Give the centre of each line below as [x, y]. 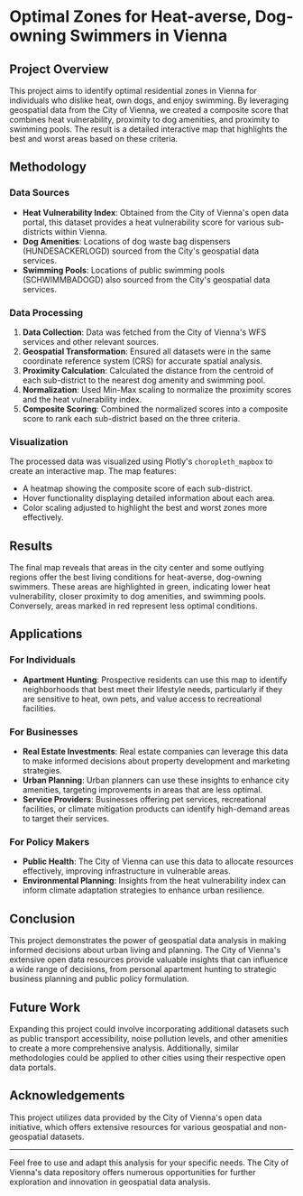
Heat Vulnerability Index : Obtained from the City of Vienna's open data [156, 212]
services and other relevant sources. [91, 341]
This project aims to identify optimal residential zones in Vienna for [133, 91]
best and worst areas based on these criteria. [94, 139]
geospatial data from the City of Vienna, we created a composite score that [149, 110]
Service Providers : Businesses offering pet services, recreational [144, 800]
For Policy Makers [50, 842]
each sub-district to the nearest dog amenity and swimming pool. [144, 380]
